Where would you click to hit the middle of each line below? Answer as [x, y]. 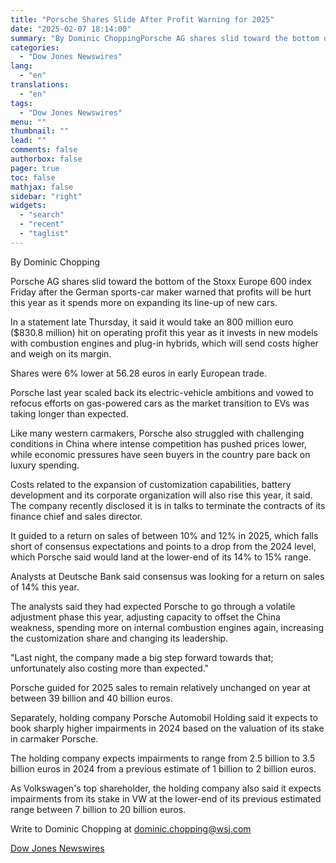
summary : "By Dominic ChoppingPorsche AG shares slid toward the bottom [165, 38]
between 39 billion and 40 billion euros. [91, 698]
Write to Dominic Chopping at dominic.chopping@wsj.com [131, 828]
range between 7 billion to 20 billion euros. [98, 809]
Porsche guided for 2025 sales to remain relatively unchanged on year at [160, 687]
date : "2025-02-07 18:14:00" [71, 29]
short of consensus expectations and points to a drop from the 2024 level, [163, 546]
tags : [21, 103]
